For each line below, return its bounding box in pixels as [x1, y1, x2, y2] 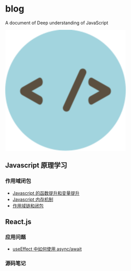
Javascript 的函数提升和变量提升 [12, 190, 80, 196]
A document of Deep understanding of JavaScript [5, 20, 108, 26]
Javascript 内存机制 [12, 196, 54, 202]
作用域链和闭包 [12, 202, 44, 208]
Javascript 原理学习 [5, 161, 68, 170]
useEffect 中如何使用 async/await [12, 246, 82, 252]
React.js [5, 218, 32, 226]
